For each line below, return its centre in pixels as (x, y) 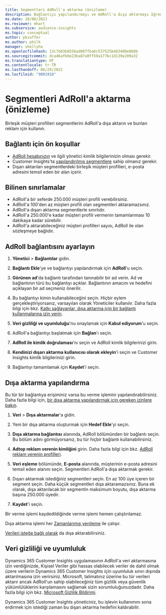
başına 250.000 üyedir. (36, 495)
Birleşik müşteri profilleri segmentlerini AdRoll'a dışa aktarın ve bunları (76, 123)
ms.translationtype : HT (30, 61)
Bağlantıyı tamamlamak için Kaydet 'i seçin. (56, 367)
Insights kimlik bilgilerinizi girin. (44, 357)
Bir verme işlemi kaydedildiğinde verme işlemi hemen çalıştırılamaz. (74, 514)
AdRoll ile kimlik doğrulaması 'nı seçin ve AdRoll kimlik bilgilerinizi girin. (85, 342)
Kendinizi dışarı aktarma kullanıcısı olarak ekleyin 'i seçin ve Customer (85, 352)
